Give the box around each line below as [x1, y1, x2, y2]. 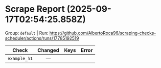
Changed [37, 46, 60, 53]
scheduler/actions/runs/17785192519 [5, 35, 79, 41]
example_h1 [7, 55, 33, 61]
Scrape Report [5, 3, 65, 15]
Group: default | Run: [5, 30, 48, 36]
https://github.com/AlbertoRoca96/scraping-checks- [49, 30, 156, 36]
